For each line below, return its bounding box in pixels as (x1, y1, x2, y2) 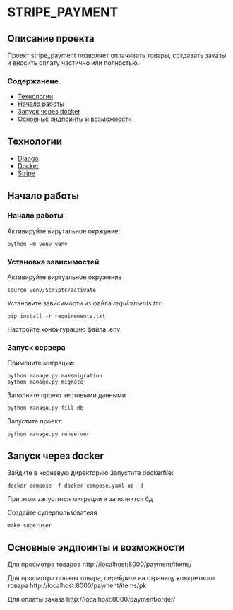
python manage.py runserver (7, 430, 90, 438)
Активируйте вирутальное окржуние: (7, 227, 120, 235)
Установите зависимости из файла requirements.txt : (7, 299, 163, 307)
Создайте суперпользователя (7, 508, 97, 517)
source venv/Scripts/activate (7, 287, 97, 294)
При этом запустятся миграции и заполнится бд (7, 495, 153, 503)
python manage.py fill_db (7, 404, 83, 412)
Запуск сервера (7, 343, 66, 353)
